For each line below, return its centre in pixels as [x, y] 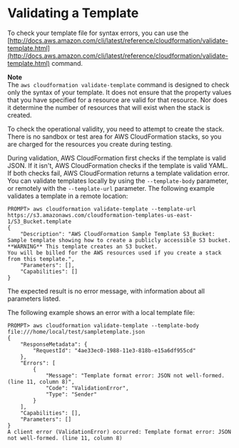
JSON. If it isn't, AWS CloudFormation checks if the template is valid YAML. [118, 165]
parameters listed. [34, 299]
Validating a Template [73, 13]
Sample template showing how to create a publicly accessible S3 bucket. [119, 240]
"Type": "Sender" [71, 394]
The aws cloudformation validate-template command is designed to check [118, 84]
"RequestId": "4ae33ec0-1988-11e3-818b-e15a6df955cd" [115, 350]
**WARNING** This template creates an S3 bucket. [83, 247]
